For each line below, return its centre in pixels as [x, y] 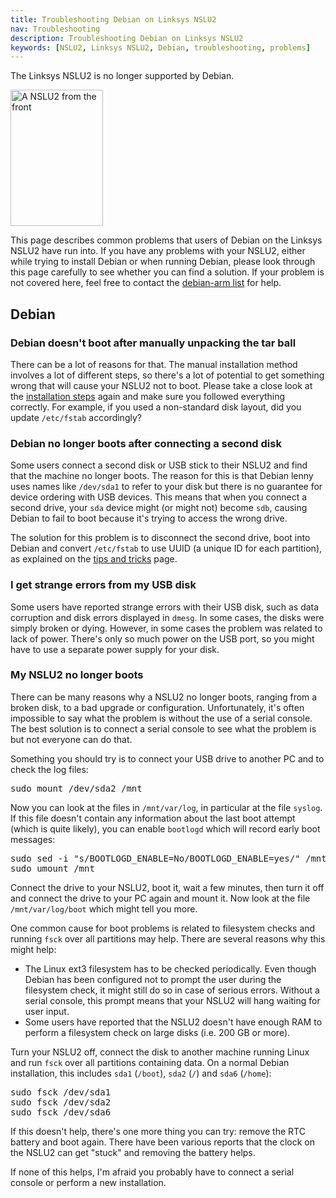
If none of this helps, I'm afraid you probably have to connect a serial [152, 1172]
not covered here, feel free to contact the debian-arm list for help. [146, 283]
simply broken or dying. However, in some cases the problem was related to [166, 628]
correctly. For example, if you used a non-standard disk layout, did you [156, 407]
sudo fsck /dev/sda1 [61, 1092]
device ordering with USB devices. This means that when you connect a [159, 497]
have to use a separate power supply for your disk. [115, 649]
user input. [47, 1011]
